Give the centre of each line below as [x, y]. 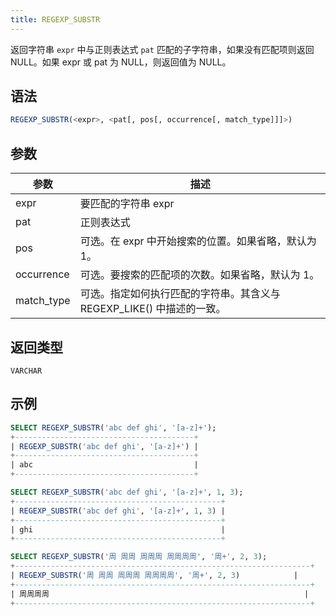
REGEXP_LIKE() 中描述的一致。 [153, 309]
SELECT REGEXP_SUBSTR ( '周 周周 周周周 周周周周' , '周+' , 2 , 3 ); [139, 557]
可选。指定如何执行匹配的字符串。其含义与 [180, 294]
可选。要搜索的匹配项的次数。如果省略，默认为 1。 [199, 275]
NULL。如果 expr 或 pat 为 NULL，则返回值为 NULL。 [121, 62]
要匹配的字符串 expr [127, 204]
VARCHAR [26, 371]
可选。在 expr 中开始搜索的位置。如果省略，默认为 [198, 241]
